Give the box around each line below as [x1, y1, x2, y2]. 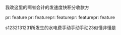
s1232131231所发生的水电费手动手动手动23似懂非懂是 [5, 24, 116, 30]
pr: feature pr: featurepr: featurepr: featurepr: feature [5, 14, 115, 20]
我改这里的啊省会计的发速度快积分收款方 [5, 4, 89, 10]
